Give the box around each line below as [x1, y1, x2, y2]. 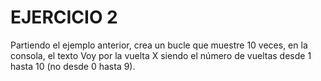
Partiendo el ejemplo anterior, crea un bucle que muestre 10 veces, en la [10, 39, 308, 51]
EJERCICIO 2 [10, 6, 118, 29]
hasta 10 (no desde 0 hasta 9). [10, 60, 136, 72]
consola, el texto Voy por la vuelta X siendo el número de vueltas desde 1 [10, 49, 312, 61]
